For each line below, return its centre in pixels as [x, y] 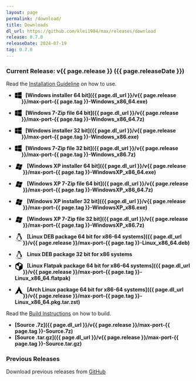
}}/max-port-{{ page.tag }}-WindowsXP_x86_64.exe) [89, 172]
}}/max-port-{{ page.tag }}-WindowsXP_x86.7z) [84, 225]
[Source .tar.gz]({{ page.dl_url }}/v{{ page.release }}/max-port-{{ [97, 337]
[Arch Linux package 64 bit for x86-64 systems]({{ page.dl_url [105, 290]
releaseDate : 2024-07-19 [36, 44]
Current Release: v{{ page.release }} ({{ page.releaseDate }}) [95, 71]
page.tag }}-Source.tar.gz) [48, 344]
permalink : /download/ [34, 19]
